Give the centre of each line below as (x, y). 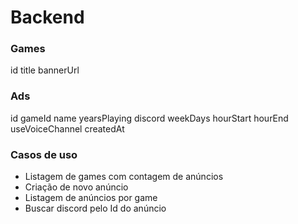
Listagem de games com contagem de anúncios (124, 177)
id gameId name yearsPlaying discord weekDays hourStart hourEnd (149, 118)
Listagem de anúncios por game (91, 198)
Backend (47, 17)
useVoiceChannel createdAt (67, 128)
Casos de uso (44, 154)
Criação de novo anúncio (76, 187)
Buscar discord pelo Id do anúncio (95, 208)
